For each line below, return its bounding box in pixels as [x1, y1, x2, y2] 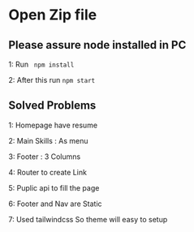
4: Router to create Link [8, 167, 88, 177]
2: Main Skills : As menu [8, 135, 88, 145]
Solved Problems [8, 99, 97, 113]
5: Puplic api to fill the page [8, 183, 100, 192]
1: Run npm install [8, 59, 75, 69]
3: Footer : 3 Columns [8, 152, 81, 161]
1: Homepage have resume [8, 120, 98, 130]
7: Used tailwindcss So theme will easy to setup [8, 214, 168, 224]
